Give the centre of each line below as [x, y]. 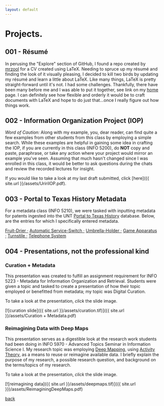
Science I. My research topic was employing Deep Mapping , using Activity [80, 349]
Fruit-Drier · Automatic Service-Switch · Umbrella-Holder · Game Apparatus [81, 231]
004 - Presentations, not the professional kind [77, 251]
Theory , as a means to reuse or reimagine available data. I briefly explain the [82, 355]
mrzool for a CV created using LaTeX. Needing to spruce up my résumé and [82, 69]
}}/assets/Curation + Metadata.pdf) [41, 315]
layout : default [22, 10]
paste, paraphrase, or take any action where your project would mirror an [79, 153]
